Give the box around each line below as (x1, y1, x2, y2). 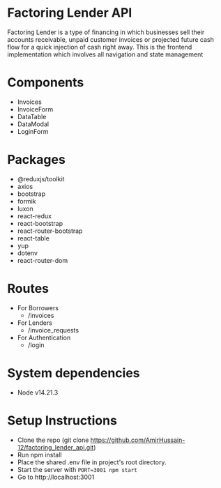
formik (17, 197, 36, 205)
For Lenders (17, 319, 52, 327)
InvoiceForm (17, 105, 54, 113)
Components (7, 75, 84, 91)
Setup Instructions (7, 413, 117, 428)
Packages (7, 152, 66, 168)
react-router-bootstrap (17, 227, 83, 235)
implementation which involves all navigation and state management (7, 50, 204, 59)
